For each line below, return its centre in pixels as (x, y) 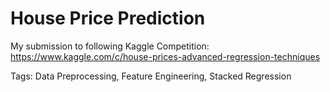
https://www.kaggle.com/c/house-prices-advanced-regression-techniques (165, 56)
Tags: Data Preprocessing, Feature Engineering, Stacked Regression (151, 76)
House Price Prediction (108, 18)
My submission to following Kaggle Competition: (110, 46)
